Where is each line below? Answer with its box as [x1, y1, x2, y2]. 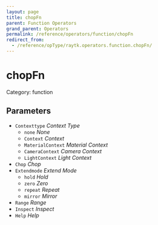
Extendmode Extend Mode [14, 166, 77, 174]
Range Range [14, 198, 46, 206]
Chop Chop [14, 160, 41, 168]
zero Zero [24, 179, 48, 187]
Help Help [14, 212, 39, 219]
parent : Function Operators [6, 20, 77, 26]
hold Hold [24, 173, 48, 180]
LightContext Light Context [24, 154, 92, 161]
